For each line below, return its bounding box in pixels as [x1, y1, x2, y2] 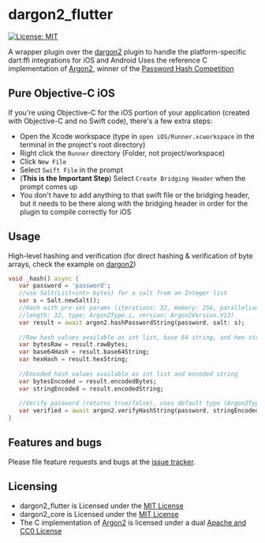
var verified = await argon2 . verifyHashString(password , [18, 407, 211, 415]
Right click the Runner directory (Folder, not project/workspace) [19, 148, 226, 157]
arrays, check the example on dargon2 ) [8, 259, 136, 269]
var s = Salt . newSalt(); [18, 296, 101, 305]
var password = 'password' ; [18, 282, 111, 290]
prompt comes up [19, 182, 78, 191]
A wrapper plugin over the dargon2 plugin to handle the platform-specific [8, 47, 247, 56]
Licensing [8, 480, 58, 493]
